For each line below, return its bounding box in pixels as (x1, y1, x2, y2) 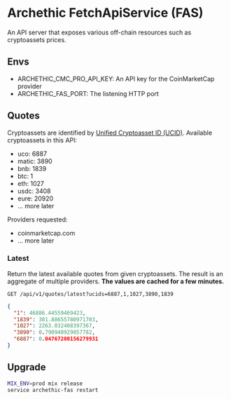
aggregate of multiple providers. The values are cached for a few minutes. (7, 277, 225, 285)
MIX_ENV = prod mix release (7, 380, 83, 387)
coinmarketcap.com (17, 229, 76, 237)
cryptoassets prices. (7, 35, 66, 43)
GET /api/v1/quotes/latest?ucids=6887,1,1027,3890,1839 (7, 290, 174, 297)
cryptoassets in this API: (7, 135, 78, 144)
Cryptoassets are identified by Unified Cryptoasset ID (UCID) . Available (7, 128, 212, 137)
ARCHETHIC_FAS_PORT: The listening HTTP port (17, 89, 159, 97)
